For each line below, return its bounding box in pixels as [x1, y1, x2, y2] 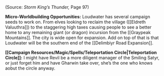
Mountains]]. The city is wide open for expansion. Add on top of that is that [5, 35, 159, 40]
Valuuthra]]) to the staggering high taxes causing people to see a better [5, 24, 152, 30]
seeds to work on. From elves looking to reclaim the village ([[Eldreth [5, 19, 146, 25]
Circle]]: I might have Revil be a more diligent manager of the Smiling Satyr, [5, 55, 160, 61]
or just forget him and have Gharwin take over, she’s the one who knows [5, 60, 153, 66]
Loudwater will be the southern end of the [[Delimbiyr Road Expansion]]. [5, 40, 154, 46]
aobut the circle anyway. [5, 65, 56, 71]
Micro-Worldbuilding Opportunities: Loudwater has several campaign [5, 14, 151, 19]
